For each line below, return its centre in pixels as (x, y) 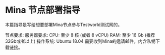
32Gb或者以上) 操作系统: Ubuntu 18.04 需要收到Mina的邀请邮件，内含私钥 (81, 41)
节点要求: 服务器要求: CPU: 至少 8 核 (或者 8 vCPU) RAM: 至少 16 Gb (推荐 (80, 35)
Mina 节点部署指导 (43, 10)
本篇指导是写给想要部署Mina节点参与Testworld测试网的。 (64, 25)
